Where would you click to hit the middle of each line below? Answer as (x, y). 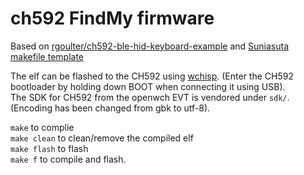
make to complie (42, 127)
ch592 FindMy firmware (112, 18)
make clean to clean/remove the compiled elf (102, 138)
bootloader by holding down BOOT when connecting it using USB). (148, 86)
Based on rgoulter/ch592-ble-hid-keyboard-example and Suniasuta (150, 46)
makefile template (47, 56)
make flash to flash (49, 148)
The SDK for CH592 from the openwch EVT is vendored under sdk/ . (150, 97)
